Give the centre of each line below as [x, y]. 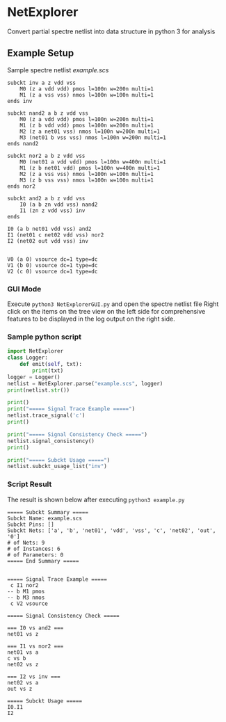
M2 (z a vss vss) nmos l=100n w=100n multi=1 [87, 174]
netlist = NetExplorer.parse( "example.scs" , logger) [85, 383]
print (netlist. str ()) [39, 390]
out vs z [20, 689]
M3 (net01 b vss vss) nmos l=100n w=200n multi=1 [93, 137]
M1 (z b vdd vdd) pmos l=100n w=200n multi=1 [87, 125]
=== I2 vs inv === [34, 676]
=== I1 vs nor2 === [35, 646]
